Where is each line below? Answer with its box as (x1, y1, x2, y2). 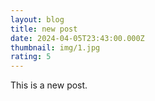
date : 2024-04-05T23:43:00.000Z (10, 33, 145, 43)
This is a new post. (10, 79, 88, 91)
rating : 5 (10, 52, 52, 62)
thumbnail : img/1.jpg (10, 42, 101, 53)
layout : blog (10, 14, 65, 25)
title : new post (10, 24, 78, 34)
